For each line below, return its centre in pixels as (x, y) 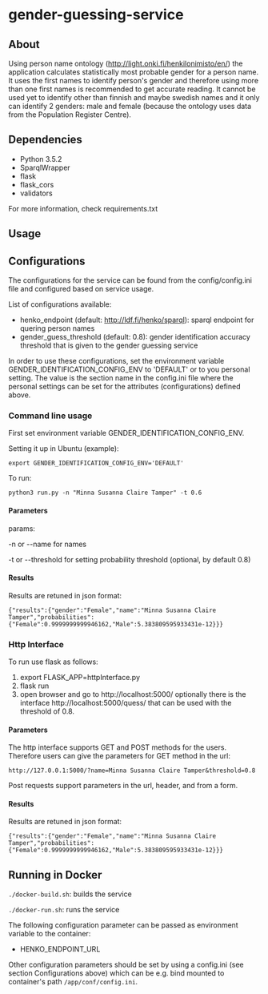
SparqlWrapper (45, 167)
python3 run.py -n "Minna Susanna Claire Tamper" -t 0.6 (105, 493)
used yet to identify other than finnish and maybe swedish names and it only (134, 97)
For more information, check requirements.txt (83, 208)
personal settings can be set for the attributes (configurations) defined (124, 387)
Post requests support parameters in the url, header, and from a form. (123, 786)
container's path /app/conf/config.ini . (73, 982)
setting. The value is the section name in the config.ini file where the (121, 378)
